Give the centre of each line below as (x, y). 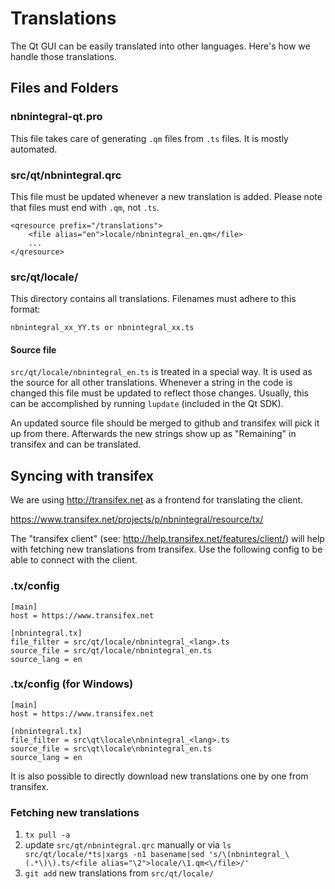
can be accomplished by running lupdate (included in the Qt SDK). (147, 404)
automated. (34, 149)
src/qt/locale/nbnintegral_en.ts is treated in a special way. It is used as (161, 372)
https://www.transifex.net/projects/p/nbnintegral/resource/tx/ (137, 519)
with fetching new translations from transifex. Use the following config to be (166, 549)
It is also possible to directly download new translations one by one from (159, 776)
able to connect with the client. (74, 560)
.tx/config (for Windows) (72, 684)
